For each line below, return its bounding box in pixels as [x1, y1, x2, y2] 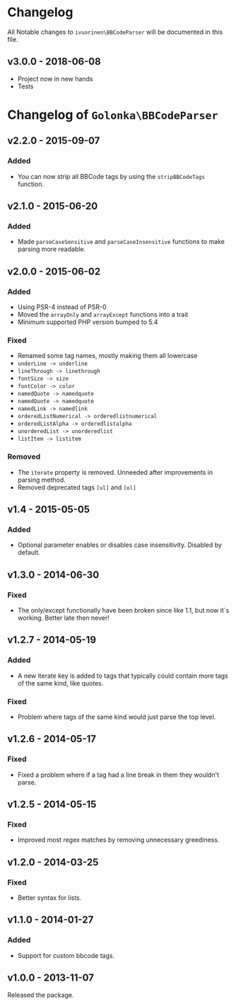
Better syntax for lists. [17, 894, 82, 902]
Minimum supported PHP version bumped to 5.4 [17, 318, 158, 326]
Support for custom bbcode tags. [17, 951, 115, 959]
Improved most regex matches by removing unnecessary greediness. [17, 836, 220, 844]
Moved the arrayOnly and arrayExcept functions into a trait [17, 311, 189, 318]
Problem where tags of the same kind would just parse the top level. [17, 712, 216, 721]
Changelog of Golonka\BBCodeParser [7, 107, 218, 122]
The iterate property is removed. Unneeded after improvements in [17, 468, 213, 476]
